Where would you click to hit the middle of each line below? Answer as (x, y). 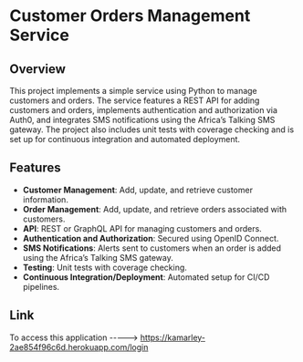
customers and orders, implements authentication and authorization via (144, 110)
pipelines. (41, 286)
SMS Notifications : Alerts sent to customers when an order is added (151, 248)
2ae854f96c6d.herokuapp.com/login (79, 346)
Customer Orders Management (130, 16)
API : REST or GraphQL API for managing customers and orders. (142, 228)
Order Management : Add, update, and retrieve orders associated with (155, 209)
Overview (38, 69)
